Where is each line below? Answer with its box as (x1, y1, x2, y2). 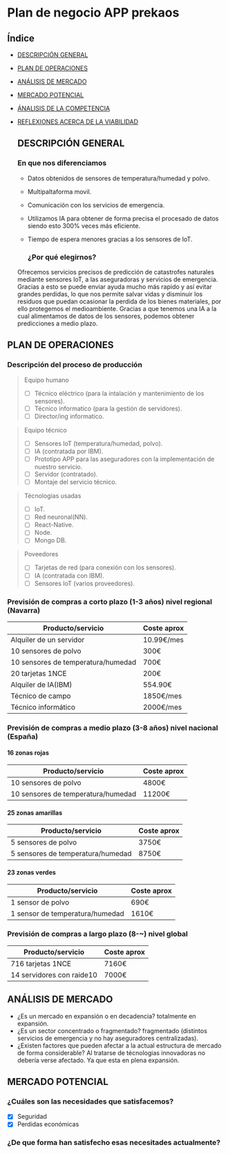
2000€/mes (142, 702, 182, 712)
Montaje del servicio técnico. (34, 478, 117, 486)
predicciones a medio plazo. (17, 319, 98, 328)
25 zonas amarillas (7, 808, 63, 817)
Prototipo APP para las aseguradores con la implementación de (34, 455, 215, 463)
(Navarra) (7, 605, 40, 615)
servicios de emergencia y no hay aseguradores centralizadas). (17, 1034, 199, 1042)
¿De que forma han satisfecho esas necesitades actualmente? (7, 1138, 221, 1148)
